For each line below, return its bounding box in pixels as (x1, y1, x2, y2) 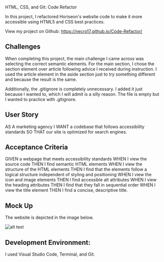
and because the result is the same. (5, 76, 77, 82)
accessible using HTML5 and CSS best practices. (5, 19, 105, 25)
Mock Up (5, 201, 33, 210)
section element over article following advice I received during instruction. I (5, 66, 157, 72)
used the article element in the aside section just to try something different (5, 71, 156, 77)
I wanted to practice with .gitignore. (5, 96, 77, 102)
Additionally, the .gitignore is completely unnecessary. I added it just (5, 86, 143, 92)
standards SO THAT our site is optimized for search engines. (5, 129, 127, 134)
